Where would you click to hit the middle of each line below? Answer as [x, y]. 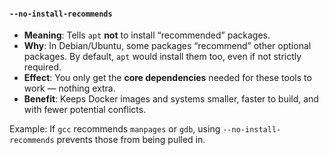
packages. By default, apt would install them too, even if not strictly [162, 57]
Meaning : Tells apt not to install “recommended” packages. [147, 35]
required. [42, 67]
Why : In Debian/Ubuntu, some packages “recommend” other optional [167, 46]
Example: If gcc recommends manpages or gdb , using [115, 129]
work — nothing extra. [69, 88]
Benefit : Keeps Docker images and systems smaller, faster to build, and [171, 99]
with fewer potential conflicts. [85, 110]
